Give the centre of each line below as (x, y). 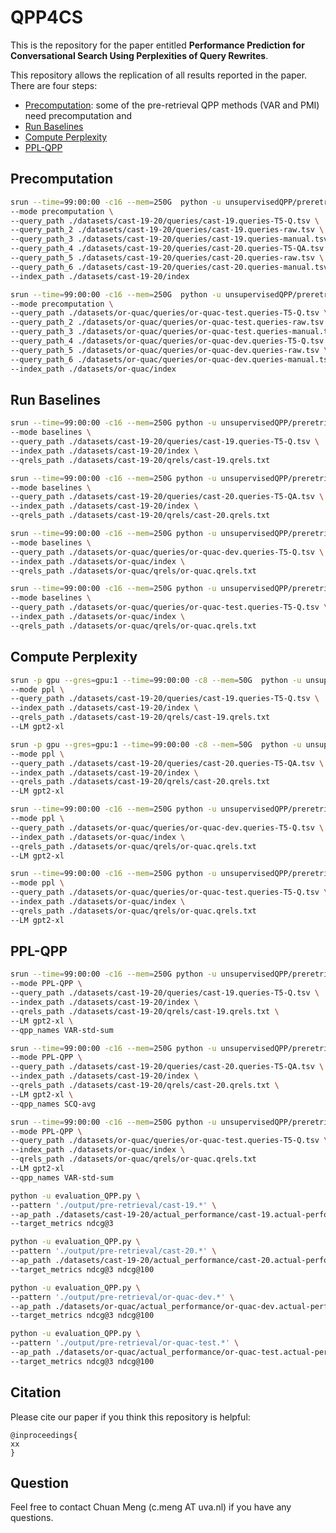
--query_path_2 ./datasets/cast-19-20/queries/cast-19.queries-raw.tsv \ (167, 230)
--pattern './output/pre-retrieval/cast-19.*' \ (113, 1205)
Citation (36, 1392)
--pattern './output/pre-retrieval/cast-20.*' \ (113, 1251)
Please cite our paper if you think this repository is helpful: (130, 1417)
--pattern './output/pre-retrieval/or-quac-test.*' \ (125, 1343)
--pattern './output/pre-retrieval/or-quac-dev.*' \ (122, 1297)
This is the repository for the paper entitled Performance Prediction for (157, 45)
